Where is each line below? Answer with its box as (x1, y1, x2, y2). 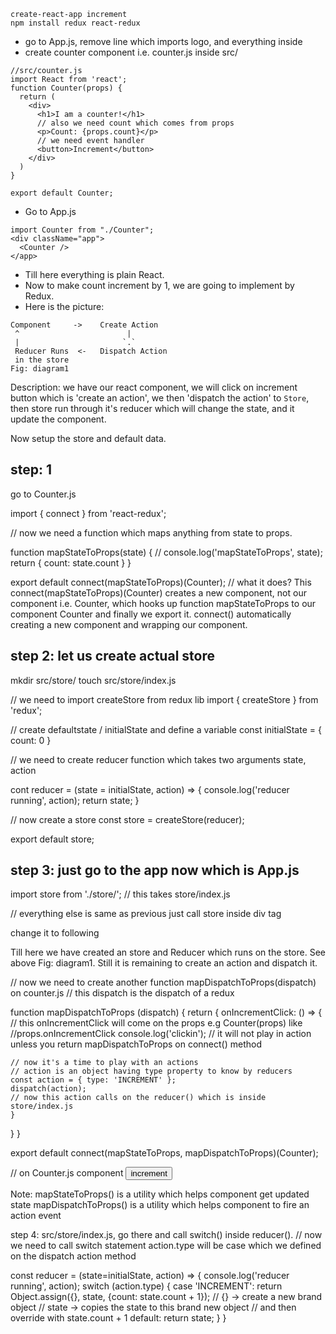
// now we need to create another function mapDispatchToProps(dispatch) (10, 976, 317, 989)
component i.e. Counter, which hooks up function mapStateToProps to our (10, 597, 317, 609)
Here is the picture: (24, 301, 105, 312)
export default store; (10, 833, 95, 845)
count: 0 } (10, 734, 52, 746)
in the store (14, 355, 70, 365)
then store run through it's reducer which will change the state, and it (10, 403, 295, 414)
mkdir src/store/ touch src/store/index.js (10, 674, 177, 686)
